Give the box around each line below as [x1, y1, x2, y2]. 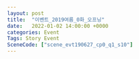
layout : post [7, 9, 45, 17]
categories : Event [7, 28, 60, 36]
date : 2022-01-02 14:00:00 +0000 [7, 22, 109, 29]
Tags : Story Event [7, 35, 60, 42]
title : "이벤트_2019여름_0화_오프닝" [7, 16, 105, 23]
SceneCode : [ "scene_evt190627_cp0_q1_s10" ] [7, 41, 134, 48]
